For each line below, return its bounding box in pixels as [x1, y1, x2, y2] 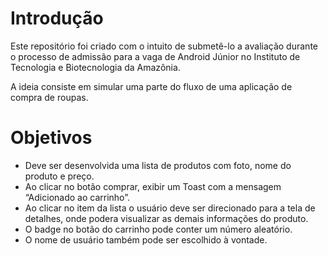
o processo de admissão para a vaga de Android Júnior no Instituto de [10, 50, 301, 62]
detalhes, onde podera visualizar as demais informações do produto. [24, 212, 309, 224]
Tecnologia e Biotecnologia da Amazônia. [10, 61, 181, 73]
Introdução [10, 7, 104, 30]
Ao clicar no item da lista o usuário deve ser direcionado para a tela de [24, 202, 316, 214]
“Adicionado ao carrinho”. [24, 191, 130, 203]
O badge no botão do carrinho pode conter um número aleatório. [24, 223, 293, 235]
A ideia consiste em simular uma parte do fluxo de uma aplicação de [10, 80, 293, 92]
